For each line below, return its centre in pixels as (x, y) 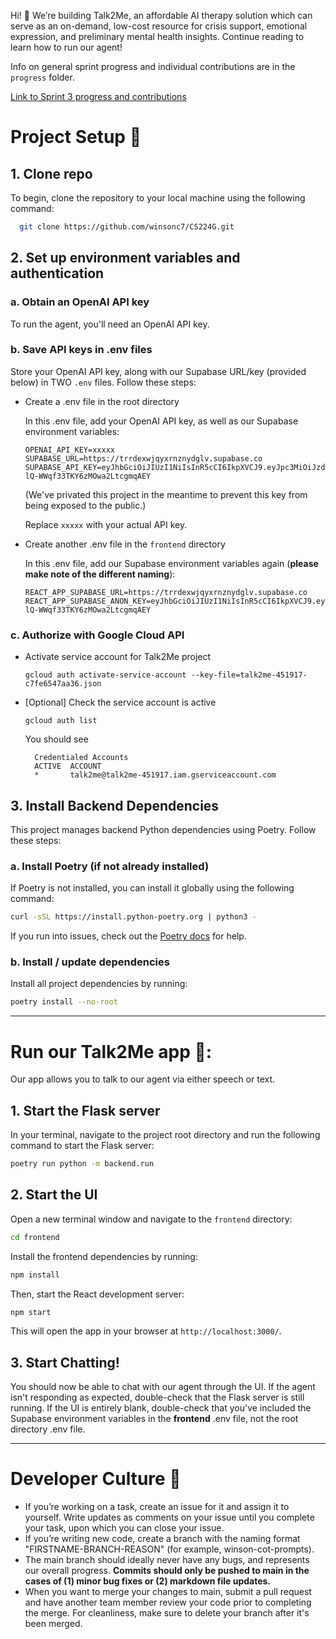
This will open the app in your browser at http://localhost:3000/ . (146, 1331)
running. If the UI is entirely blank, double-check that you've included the (161, 1408)
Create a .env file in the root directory (102, 401)
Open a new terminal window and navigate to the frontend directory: (151, 1219)
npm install (35, 1275)
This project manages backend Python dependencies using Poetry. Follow (163, 829)
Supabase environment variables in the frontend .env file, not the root (154, 1419)
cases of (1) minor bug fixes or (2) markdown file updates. (148, 1581)
